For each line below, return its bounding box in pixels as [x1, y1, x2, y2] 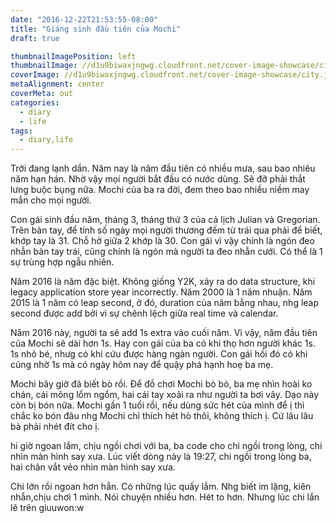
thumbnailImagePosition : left [10, 51, 137, 61]
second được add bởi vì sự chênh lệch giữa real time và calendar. [10, 307, 279, 320]
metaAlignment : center [10, 79, 105, 90]
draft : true [10, 33, 60, 43]
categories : [10, 97, 60, 108]
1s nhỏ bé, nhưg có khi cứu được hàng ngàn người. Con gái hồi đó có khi [10, 348, 308, 360]
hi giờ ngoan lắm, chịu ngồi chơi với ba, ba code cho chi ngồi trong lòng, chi [10, 440, 323, 452]
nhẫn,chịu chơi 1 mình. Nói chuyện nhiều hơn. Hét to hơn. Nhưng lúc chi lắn [10, 491, 320, 503]
